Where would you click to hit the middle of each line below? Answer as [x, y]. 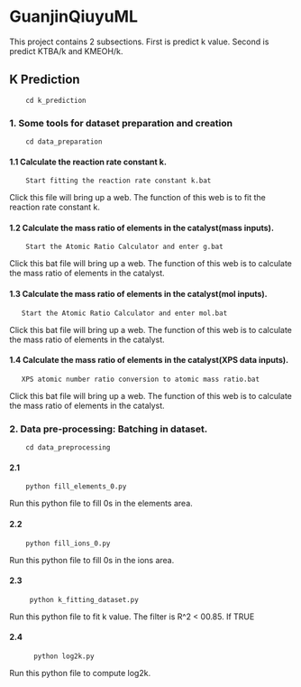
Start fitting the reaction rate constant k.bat [119, 181]
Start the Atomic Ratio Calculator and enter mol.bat [124, 313]
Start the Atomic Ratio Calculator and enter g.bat [124, 247]
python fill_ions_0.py [68, 543]
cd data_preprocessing [68, 448]
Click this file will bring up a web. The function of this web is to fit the [137, 198]
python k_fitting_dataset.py [84, 599]
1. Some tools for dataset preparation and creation [121, 123]
